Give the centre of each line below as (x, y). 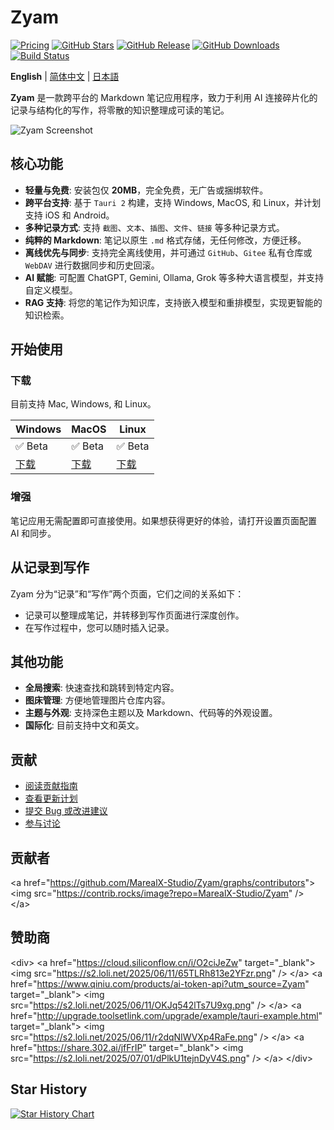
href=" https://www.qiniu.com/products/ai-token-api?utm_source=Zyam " (160, 983)
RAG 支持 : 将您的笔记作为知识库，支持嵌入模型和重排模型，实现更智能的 (173, 302)
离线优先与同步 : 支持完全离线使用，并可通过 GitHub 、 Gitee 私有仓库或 (168, 252)
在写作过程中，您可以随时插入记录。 (99, 627)
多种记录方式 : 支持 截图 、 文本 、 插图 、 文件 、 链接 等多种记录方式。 (154, 227)
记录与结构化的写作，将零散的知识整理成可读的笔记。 (120, 110)
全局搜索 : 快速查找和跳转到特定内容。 (102, 688)
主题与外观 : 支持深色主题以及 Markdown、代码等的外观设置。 (151, 713)
